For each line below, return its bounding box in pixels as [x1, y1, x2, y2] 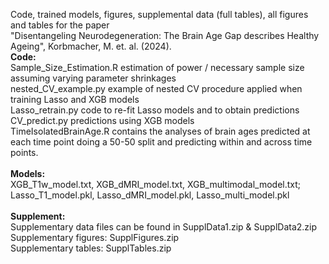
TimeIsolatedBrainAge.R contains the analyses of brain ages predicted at [10, 125, 311, 137]
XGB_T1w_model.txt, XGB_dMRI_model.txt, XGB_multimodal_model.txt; [10, 179, 302, 190]
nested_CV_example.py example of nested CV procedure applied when [10, 83, 303, 94]
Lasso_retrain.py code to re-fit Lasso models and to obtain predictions [10, 104, 300, 116]
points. [10, 147, 39, 158]
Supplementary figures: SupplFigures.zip [10, 232, 180, 243]
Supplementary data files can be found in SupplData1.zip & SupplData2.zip [10, 221, 318, 233]
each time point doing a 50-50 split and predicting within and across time [10, 136, 313, 148]
